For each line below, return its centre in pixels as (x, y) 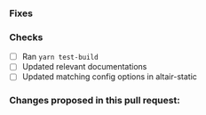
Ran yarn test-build (60, 57)
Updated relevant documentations (84, 67)
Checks (26, 37)
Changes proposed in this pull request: (95, 101)
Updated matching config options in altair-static (110, 77)
